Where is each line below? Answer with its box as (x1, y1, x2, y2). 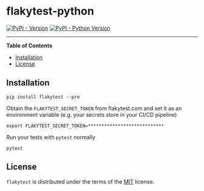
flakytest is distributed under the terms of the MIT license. (6, 178, 155, 185)
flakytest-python (6, 4, 94, 18)
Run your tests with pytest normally (6, 133, 96, 141)
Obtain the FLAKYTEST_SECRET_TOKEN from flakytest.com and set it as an (6, 105, 182, 112)
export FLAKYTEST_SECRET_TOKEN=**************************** (6, 123, 165, 129)
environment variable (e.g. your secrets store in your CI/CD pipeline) (6, 111, 177, 118)
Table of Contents (6, 41, 53, 49)
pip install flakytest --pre (6, 94, 80, 100)
